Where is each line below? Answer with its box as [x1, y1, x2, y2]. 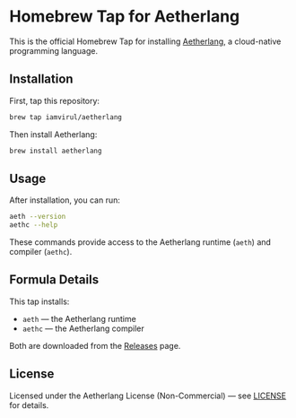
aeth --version [9, 213, 66, 222]
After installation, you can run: [9, 195, 121, 205]
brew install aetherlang [9, 146, 102, 155]
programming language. [9, 45, 99, 56]
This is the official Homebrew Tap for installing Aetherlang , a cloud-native [9, 36, 282, 47]
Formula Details [9, 272, 100, 288]
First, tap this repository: [9, 95, 100, 106]
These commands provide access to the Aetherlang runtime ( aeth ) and [9, 237, 272, 248]
